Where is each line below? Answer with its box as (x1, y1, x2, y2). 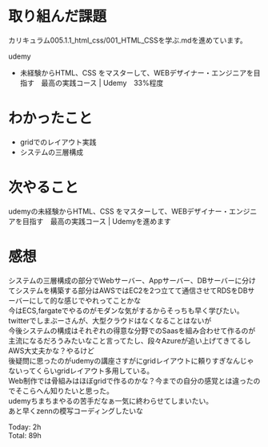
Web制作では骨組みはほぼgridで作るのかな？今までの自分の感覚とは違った (8, 376, 254, 385)
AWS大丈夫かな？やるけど (8, 346, 94, 356)
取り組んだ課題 (8, 7, 107, 26)
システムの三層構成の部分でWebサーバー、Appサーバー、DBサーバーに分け (8, 275, 256, 285)
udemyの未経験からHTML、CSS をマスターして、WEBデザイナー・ (8, 206, 230, 216)
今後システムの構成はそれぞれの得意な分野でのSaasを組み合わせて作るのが (8, 326, 256, 335)
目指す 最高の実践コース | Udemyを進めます (22, 216, 171, 226)
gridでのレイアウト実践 (19, 137, 97, 147)
